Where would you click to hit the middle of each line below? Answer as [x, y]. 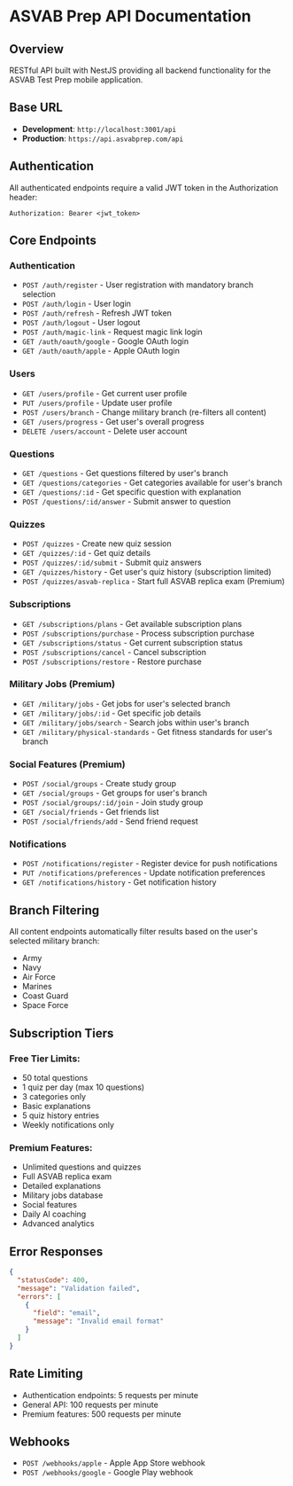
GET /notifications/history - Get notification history [119, 882]
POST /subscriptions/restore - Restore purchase [112, 661]
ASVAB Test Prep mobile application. [76, 80]
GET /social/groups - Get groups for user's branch [115, 793]
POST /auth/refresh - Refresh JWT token [97, 313]
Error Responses [56, 1251]
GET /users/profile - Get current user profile [104, 393]
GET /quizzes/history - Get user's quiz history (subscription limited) [146, 572]
